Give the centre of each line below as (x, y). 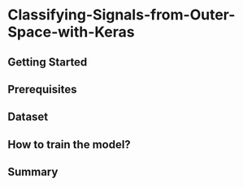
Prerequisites (42, 89)
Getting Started (48, 62)
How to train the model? (69, 144)
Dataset (28, 117)
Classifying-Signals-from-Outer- (121, 15)
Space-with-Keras (71, 32)
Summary (33, 172)
